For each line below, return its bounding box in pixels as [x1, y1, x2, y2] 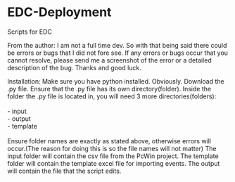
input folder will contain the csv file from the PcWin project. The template [7, 152, 220, 160]
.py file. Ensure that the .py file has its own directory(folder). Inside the [7, 84, 212, 93]
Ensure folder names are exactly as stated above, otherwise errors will [7, 136, 212, 145]
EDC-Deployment [7, 4, 112, 20]
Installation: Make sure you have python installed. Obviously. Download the [7, 77, 224, 85]
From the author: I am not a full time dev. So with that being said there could [7, 41, 227, 49]
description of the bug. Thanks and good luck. [7, 63, 142, 72]
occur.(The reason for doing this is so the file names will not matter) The [7, 144, 217, 152]
